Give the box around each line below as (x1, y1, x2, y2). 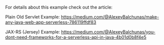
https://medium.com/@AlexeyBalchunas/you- (61, 29, 156, 34)
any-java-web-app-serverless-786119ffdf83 (5, 19, 97, 25)
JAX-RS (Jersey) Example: (5, 29, 60, 34)
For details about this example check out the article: (5, 4, 113, 10)
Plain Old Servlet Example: (5, 14, 60, 19)
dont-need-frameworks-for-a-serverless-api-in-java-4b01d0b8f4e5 (5, 34, 147, 40)
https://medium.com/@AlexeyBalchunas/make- (61, 14, 159, 19)
